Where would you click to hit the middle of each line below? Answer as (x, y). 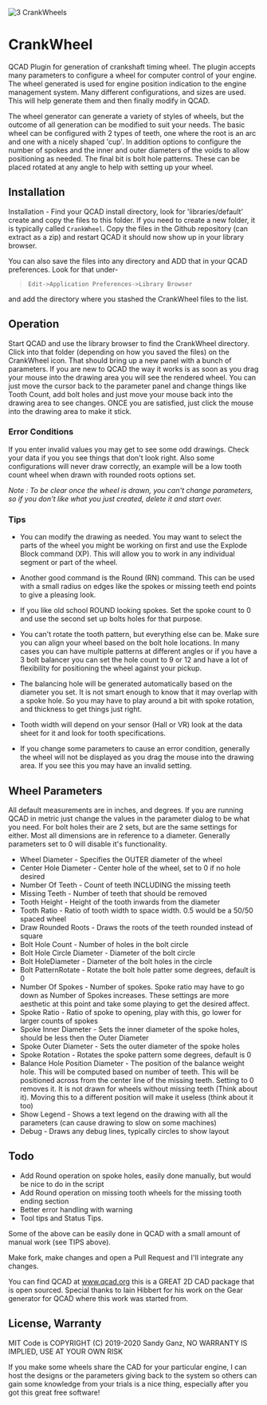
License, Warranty (55, 1324)
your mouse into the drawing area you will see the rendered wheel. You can (132, 377)
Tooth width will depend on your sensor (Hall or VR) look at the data (131, 725)
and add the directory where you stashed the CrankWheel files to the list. (128, 299)
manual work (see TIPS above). (60, 1242)
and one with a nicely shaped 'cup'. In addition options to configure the (125, 141)
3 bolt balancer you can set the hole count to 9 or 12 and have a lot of (134, 660)
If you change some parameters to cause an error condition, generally (135, 749)
